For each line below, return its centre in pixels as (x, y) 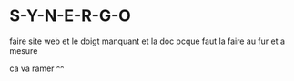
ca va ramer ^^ (37, 68)
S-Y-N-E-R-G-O (71, 16)
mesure (24, 50)
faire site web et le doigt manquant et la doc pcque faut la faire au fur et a (147, 41)
